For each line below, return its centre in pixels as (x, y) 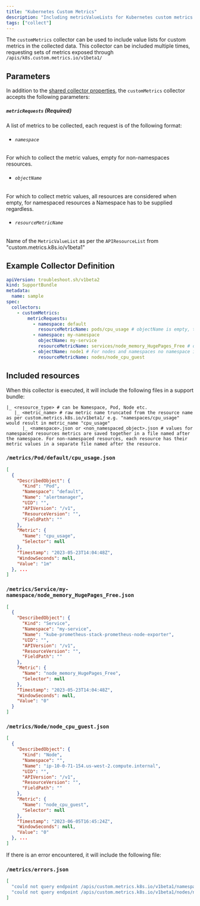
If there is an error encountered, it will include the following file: (84, 855)
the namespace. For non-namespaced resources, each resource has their (97, 438)
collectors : (26, 307)
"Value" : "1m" (34, 563)
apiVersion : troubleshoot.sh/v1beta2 (53, 280)
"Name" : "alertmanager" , (53, 497)
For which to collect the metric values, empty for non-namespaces (88, 158)
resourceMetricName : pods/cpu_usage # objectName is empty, (114, 329)
